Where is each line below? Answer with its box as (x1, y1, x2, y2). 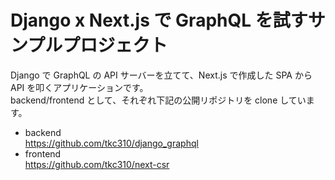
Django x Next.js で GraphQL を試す (10, 9, 308, 32)
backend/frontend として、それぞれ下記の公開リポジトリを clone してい (10, 94, 307, 106)
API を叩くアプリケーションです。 (10, 81, 149, 93)
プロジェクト (62, 34, 168, 57)
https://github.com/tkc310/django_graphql (24, 137, 199, 149)
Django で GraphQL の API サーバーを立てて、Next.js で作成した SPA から (10, 69, 313, 81)
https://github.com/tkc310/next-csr (24, 158, 170, 170)
